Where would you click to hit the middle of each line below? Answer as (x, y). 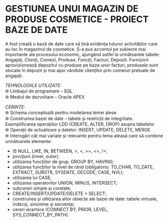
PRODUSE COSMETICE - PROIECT (77, 19)
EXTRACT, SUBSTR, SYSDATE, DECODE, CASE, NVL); (68, 172)
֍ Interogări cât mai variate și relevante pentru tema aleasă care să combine (84, 135)
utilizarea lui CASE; (32, 177)
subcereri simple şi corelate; (42, 188)
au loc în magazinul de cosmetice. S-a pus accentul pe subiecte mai (76, 49)
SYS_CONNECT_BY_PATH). (41, 214)
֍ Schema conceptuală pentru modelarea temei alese (61, 112)
